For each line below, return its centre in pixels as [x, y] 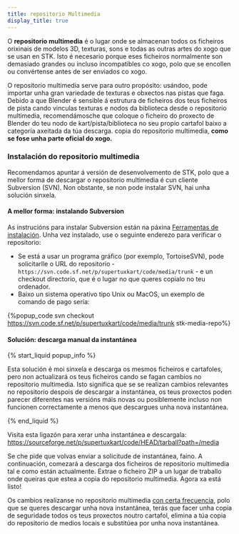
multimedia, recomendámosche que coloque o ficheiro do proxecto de [111, 116]
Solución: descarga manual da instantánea [72, 339]
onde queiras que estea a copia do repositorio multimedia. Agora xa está [114, 479]
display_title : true [38, 21]
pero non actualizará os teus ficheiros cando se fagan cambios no [105, 377]
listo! [15, 487]
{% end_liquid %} [33, 421]
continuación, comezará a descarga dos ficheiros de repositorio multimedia [118, 464]
